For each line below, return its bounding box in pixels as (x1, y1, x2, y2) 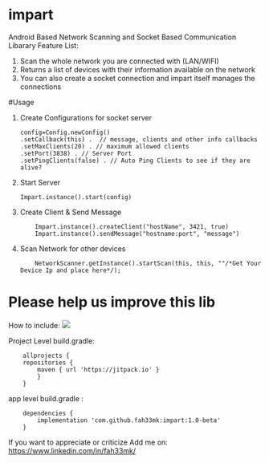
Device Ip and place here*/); (19, 266, 122, 274)
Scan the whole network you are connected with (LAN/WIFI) (19, 56, 219, 66)
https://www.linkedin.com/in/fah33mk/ (8, 445, 137, 455)
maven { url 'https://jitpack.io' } (37, 365, 160, 374)
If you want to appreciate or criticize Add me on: (8, 437, 169, 447)
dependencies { (22, 409, 74, 417)
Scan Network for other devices (19, 243, 126, 254)
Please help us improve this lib (8, 293, 215, 311)
